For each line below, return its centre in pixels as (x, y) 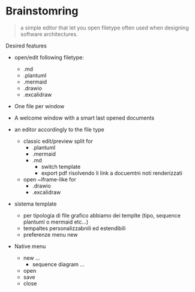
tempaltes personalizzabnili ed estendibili (74, 228)
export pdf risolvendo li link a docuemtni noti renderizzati (112, 173)
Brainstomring (42, 11)
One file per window (39, 106)
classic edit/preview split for (58, 141)
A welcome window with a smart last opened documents (84, 118)
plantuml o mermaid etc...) (56, 222)
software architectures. (49, 34)
